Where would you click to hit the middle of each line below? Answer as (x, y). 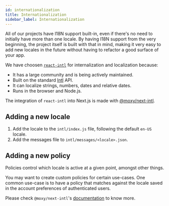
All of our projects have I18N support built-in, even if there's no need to (79, 34)
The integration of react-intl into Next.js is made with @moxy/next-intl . (80, 101)
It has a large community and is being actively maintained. (73, 75)
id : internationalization (32, 10)
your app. (15, 55)
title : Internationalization (36, 15)
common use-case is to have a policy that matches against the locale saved (84, 183)
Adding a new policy (38, 156)
